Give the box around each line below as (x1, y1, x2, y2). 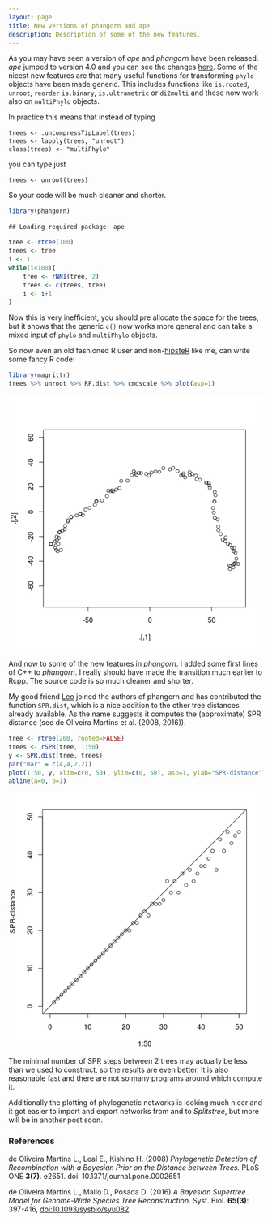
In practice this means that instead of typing (8, 112, 155, 122)
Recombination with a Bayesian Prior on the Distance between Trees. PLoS (8, 1162, 260, 1172)
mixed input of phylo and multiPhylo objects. (8, 330, 158, 340)
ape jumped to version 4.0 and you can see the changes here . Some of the (8, 62, 258, 72)
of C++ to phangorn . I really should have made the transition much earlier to (8, 667, 263, 677)
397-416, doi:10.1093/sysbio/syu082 (8, 1204, 130, 1214)
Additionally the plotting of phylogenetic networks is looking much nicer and (8, 1098, 263, 1108)
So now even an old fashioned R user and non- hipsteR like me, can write (8, 346, 251, 356)
